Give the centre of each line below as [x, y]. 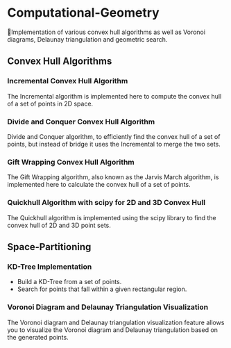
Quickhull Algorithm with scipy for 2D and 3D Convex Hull [106, 203]
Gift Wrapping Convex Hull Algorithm [71, 162]
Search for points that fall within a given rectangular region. [102, 289]
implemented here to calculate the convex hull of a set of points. [99, 185]
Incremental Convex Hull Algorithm [68, 81]
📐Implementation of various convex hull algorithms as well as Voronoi [106, 32]
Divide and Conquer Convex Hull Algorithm [81, 122]
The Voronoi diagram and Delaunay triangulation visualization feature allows [116, 322]
